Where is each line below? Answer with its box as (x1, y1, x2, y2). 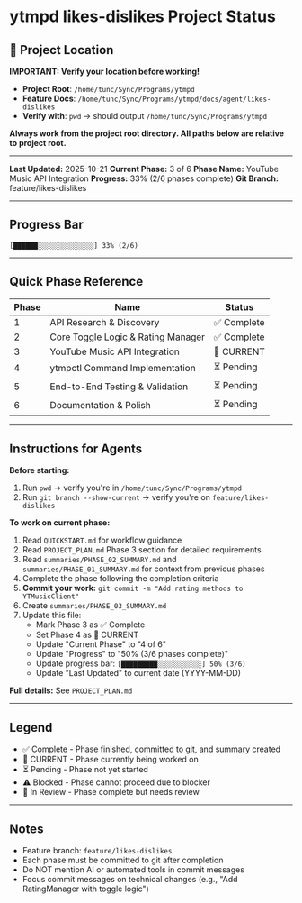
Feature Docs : (22, 93, 76, 104)
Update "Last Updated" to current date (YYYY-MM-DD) (35, 668, 241, 679)
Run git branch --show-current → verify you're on (22, 492, 211, 503)
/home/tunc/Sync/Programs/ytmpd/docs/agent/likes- (77, 95, 271, 104)
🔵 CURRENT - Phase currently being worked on (22, 754, 200, 765)
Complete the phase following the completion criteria (22, 573, 219, 584)
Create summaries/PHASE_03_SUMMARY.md (22, 600, 167, 611)
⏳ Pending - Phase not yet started (22, 764, 148, 775)
